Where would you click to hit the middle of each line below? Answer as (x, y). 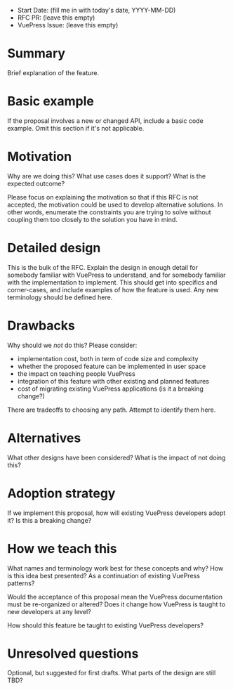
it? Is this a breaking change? (49, 520)
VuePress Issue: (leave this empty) (68, 25)
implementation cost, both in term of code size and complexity (108, 358)
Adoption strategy (61, 493)
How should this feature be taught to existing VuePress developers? (105, 625)
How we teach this (62, 548)
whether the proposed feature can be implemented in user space (112, 366)
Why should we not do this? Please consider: (72, 345)
